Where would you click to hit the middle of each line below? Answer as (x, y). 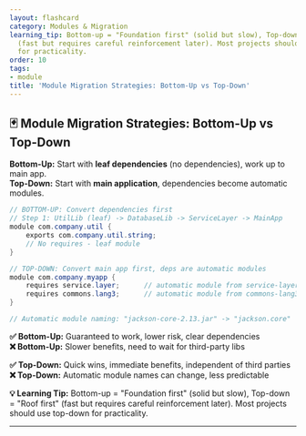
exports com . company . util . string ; (91, 236)
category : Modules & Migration (69, 26)
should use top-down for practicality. (79, 413)
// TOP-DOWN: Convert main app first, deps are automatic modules (138, 269)
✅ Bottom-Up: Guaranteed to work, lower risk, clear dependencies (135, 336)
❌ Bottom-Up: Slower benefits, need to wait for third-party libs (127, 346)
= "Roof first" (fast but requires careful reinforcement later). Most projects (148, 403)
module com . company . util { (61, 227)
